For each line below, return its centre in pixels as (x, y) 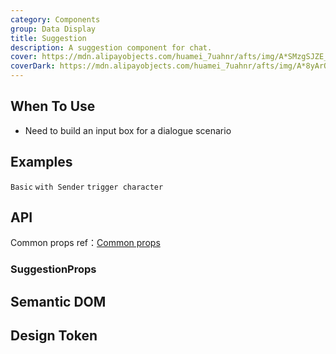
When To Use (53, 106)
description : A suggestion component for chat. (111, 47)
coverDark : (33, 66)
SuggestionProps (53, 269)
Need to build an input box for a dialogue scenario (128, 130)
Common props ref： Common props (85, 243)
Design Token (54, 336)
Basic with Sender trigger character (87, 187)
